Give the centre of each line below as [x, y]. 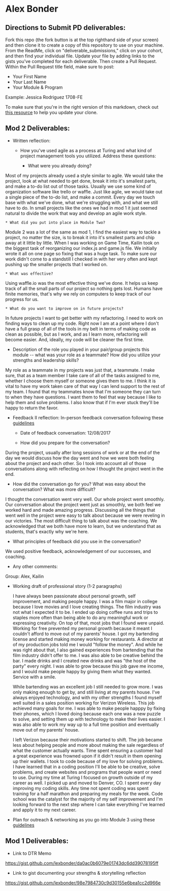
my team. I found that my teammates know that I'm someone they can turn [83, 391]
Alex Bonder [32, 9]
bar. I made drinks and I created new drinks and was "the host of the [84, 661]
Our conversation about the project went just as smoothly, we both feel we [83, 504]
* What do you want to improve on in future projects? [64, 308]
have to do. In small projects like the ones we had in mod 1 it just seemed [81, 208]
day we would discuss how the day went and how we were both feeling [80, 458]
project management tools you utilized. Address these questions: [88, 156]
